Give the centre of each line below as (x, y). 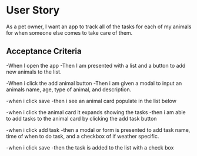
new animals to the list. (34, 72)
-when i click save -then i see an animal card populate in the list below (91, 101)
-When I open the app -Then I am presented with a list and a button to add (96, 65)
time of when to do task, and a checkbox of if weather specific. (83, 136)
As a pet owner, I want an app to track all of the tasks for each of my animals (99, 26)
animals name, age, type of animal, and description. (69, 89)
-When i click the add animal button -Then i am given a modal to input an (94, 83)
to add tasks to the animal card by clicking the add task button (81, 118)
